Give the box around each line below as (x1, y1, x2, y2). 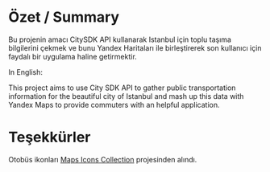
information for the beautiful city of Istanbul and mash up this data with (8, 91, 244, 100)
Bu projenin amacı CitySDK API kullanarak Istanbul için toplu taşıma (8, 35, 232, 44)
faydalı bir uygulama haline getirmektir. (8, 51, 137, 61)
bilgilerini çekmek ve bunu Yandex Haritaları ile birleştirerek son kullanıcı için (8, 43, 262, 52)
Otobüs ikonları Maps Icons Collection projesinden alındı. (8, 154, 197, 164)
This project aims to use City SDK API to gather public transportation (8, 83, 236, 92)
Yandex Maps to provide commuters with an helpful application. (8, 100, 220, 109)
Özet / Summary (8, 8, 119, 27)
